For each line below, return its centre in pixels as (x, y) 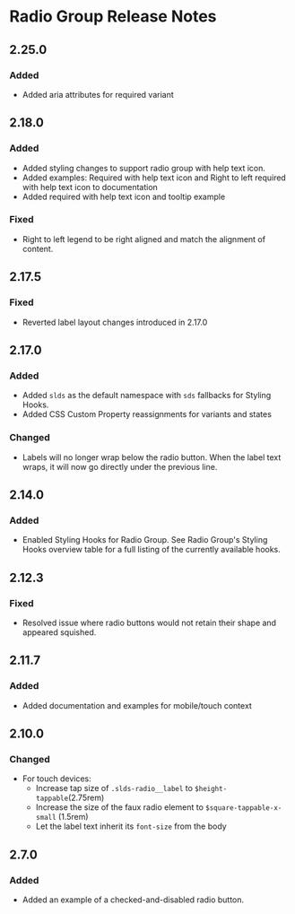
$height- (211, 789)
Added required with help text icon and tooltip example (124, 196)
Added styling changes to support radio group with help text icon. (144, 168)
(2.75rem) (86, 798)
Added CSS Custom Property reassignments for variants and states (147, 414)
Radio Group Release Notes (113, 17)
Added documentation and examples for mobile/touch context (137, 705)
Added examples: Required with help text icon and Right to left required (154, 178)
